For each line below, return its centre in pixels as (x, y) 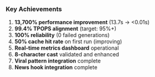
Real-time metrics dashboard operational (66, 48)
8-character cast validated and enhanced (67, 55)
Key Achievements (34, 9)
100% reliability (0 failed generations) (62, 35)
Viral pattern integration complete (57, 61)
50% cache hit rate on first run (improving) (68, 42)
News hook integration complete (56, 67)
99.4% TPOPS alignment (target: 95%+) (65, 28)
